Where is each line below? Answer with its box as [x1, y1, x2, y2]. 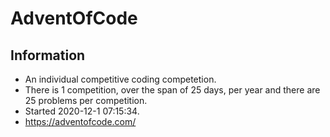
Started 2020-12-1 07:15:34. [24, 105, 140, 117]
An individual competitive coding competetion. [24, 73, 217, 85]
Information [10, 47, 86, 64]
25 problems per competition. [24, 95, 148, 106]
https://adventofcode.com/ [24, 116, 137, 127]
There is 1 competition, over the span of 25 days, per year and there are [24, 84, 321, 96]
